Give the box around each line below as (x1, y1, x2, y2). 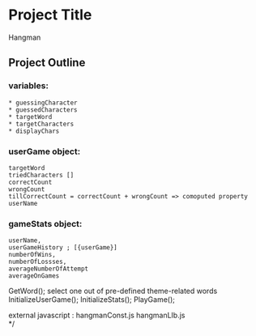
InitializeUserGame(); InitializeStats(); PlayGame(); (8, 295, 176, 304)
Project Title (8, 6, 92, 24)
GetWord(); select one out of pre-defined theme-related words (8, 286, 218, 296)
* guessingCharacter (8, 99, 79, 107)
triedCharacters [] (8, 171, 75, 179)
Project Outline (8, 56, 86, 70)
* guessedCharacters (8, 105, 79, 114)
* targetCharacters (8, 120, 75, 128)
